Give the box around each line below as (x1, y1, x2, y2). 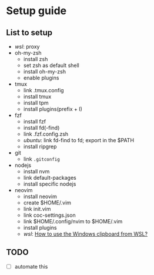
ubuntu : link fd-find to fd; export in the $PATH (23, 137, 134, 143)
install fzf (23, 118, 46, 125)
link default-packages (23, 175, 76, 181)
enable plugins (23, 75, 59, 81)
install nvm (23, 168, 50, 175)
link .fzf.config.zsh (23, 130, 69, 137)
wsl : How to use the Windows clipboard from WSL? (23, 230, 148, 237)
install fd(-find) (23, 125, 60, 131)
